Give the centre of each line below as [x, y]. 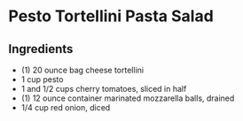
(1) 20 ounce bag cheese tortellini [82, 70]
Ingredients [41, 49]
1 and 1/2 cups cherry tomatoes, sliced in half [104, 89]
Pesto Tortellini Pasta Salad [111, 16]
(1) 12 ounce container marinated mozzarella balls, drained [128, 98]
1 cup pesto [42, 79]
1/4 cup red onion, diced [66, 107]
